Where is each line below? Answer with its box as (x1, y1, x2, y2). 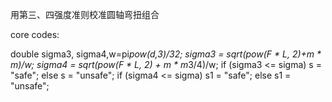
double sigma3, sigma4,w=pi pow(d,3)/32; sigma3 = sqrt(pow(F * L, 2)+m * (10, 48, 322, 60)
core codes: (10, 29, 60, 40)
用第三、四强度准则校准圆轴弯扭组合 (10, 9, 160, 20)
